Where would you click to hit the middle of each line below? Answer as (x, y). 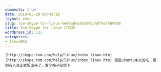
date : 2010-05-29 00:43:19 (32, 14)
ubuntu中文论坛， (137, 60)
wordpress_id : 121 (24, 32)
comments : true (20, 10)
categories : (17, 37)
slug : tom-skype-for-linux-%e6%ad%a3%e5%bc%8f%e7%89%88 (63, 23)
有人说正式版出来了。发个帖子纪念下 (40, 65)
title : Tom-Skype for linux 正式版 (40, 28)
